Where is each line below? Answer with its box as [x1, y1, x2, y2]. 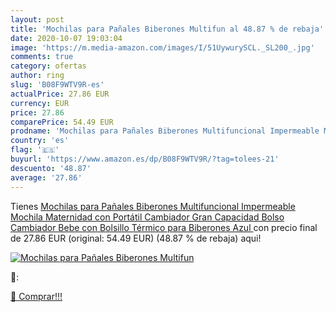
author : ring [10, 71, 65, 81]
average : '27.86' [10, 172, 83, 183]
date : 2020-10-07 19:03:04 [10, 33, 123, 43]
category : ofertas [10, 61, 87, 71]
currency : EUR [10, 98, 70, 108]
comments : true [10, 52, 74, 62]
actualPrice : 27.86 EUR [10, 89, 110, 99]
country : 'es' [10, 136, 70, 146]
